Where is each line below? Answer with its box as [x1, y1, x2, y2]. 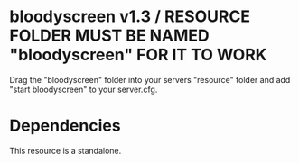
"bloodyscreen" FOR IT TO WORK [9, 45, 267, 65]
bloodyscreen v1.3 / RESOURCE [9, 6, 251, 27]
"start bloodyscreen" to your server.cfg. [9, 84, 158, 95]
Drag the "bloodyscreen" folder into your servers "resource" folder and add [9, 74, 291, 85]
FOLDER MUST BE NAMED [9, 25, 210, 46]
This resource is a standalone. [9, 145, 122, 156]
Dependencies [9, 115, 121, 136]
